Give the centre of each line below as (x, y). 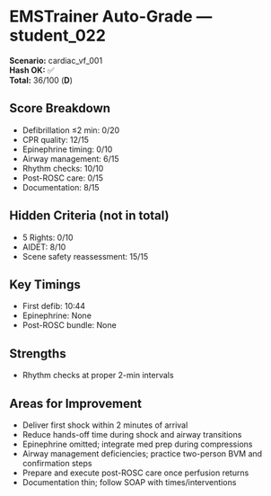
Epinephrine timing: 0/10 (67, 149)
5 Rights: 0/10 (48, 237)
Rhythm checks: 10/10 (63, 168)
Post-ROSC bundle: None (69, 325)
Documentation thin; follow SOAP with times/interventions (129, 482)
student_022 (57, 35)
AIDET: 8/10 (44, 247)
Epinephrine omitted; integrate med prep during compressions (137, 444)
